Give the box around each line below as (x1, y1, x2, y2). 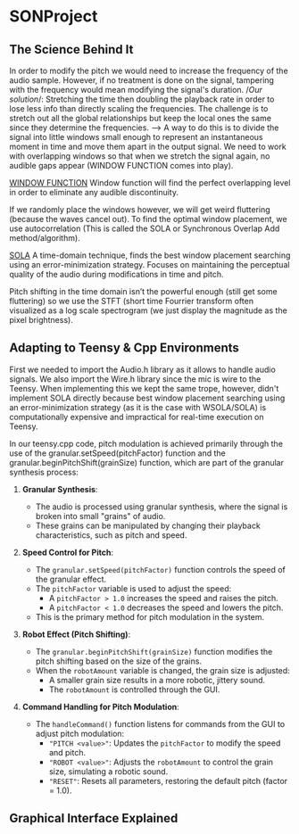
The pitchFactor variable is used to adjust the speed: (35, 582, 232, 594)
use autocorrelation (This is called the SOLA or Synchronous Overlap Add (9, 223, 280, 234)
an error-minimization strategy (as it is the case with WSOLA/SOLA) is (9, 401, 267, 412)
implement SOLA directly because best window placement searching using (9, 392, 286, 403)
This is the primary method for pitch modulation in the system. (35, 611, 265, 622)
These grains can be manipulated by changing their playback (35, 520, 261, 531)
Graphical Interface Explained (9, 811, 179, 826)
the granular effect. (35, 574, 107, 584)
